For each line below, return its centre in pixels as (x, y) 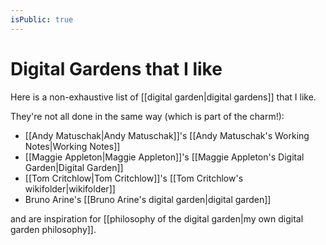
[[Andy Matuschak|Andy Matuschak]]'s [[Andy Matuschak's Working (167, 135)
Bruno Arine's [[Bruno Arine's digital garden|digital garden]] (148, 199)
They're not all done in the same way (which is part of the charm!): (147, 116)
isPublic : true (42, 19)
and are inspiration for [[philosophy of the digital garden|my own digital (157, 218)
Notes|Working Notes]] (72, 146)
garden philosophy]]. (53, 229)
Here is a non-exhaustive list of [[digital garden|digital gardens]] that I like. (163, 97)
